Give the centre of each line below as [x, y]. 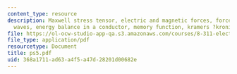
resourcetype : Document [42, 47]
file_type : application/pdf [49, 40]
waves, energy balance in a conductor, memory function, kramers [112, 27]
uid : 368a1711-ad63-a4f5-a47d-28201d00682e [72, 60]
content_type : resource [42, 14]
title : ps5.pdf [30, 54]
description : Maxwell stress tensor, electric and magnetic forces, [110, 20]
